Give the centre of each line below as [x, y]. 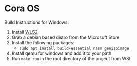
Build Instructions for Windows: [37, 22]
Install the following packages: [43, 42]
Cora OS [22, 9]
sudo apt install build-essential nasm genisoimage [74, 48]
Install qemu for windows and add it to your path [62, 53]
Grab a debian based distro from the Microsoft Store [66, 37]
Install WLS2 [25, 32]
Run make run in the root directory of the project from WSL [72, 58]
